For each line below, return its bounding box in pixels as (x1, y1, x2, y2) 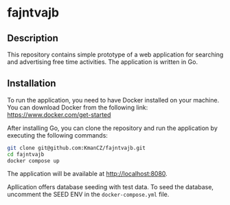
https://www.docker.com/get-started (7, 110, 111, 118)
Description (7, 32, 58, 44)
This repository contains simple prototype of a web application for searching (7, 50, 224, 58)
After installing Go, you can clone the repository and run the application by (7, 124, 218, 132)
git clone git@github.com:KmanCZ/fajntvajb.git (7, 144, 146, 151)
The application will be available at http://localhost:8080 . (7, 170, 168, 178)
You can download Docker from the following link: (7, 103, 148, 111)
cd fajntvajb (7, 151, 45, 158)
